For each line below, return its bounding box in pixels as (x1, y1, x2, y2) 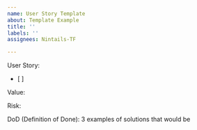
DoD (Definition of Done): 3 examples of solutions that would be (7, 115, 191, 124)
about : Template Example (7, 17, 79, 24)
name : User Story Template (7, 10, 86, 17)
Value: (7, 88, 26, 97)
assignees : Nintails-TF (7, 36, 77, 43)
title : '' (7, 23, 36, 30)
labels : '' (7, 29, 39, 37)
